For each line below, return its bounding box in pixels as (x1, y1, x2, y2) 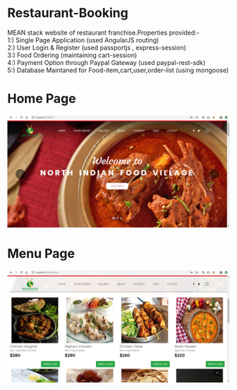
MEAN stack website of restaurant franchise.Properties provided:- (7, 28, 200, 37)
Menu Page (7, 246, 75, 261)
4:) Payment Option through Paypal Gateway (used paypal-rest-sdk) (7, 58, 206, 66)
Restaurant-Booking (7, 5, 128, 21)
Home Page (7, 90, 76, 107)
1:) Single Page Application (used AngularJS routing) (7, 35, 159, 44)
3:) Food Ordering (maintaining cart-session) (7, 51, 138, 59)
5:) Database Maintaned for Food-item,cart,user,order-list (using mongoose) (7, 66, 229, 74)
